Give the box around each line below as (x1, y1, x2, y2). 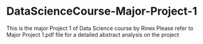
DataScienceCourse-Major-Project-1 (6, 4, 197, 18)
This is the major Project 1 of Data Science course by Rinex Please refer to (6, 24, 194, 32)
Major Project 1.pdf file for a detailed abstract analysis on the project (6, 31, 180, 38)
